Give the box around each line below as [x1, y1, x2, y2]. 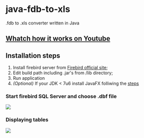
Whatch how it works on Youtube [5, 34, 111, 43]
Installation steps [5, 51, 61, 60]
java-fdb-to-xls [5, 3, 71, 15]
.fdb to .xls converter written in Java [5, 20, 80, 26]
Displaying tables [5, 116, 49, 123]
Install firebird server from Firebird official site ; [12, 65, 108, 71]
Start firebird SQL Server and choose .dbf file [5, 93, 117, 100]
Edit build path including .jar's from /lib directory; [12, 70, 113, 76]
